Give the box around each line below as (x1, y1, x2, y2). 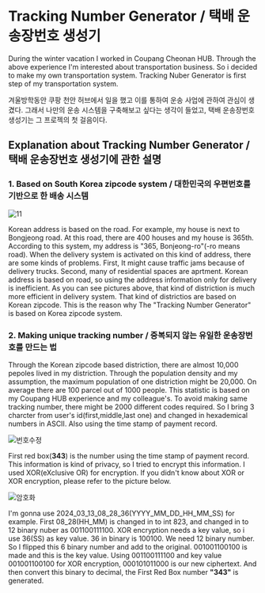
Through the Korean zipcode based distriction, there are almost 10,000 (8, 359, 239, 369)
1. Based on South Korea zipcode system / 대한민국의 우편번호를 (8, 179, 251, 190)
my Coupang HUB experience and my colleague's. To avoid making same (8, 393, 248, 403)
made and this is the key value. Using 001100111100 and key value (8, 550, 222, 560)
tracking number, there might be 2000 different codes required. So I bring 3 (8, 401, 255, 412)
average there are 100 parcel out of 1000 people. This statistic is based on (8, 385, 251, 394)
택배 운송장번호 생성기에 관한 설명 (8, 153, 162, 166)
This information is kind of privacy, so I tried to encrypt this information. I (8, 459, 245, 469)
